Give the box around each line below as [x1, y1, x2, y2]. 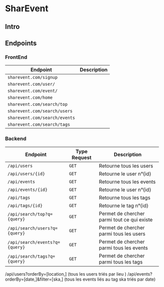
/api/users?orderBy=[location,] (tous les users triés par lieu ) [5, 271, 127, 277]
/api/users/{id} [7, 171, 45, 176]
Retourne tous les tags [99, 194, 150, 201]
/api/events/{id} [7, 187, 48, 192]
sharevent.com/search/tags [7, 122, 70, 127]
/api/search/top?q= [7, 211, 53, 217]
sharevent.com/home [7, 95, 53, 100]
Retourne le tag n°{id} [99, 202, 149, 209]
